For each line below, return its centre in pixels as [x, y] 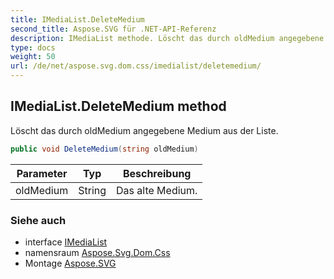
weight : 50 [33, 57]
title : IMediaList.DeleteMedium [77, 19]
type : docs [33, 47]
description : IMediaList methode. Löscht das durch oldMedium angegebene [167, 38]
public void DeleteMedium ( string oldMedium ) [104, 149]
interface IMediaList [66, 242]
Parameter [42, 173]
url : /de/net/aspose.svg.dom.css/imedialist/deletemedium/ [136, 66]
